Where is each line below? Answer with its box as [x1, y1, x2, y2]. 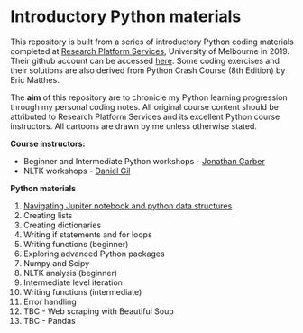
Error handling [23, 296, 77, 307]
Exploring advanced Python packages [23, 248, 165, 259]
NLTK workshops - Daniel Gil [23, 165, 131, 176]
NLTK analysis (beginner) [23, 267, 118, 278]
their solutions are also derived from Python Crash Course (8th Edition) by [10, 65, 286, 76]
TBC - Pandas [23, 315, 76, 326]
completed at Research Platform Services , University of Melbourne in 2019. [10, 45, 290, 56]
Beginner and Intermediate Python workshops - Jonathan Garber [23, 155, 265, 166]
